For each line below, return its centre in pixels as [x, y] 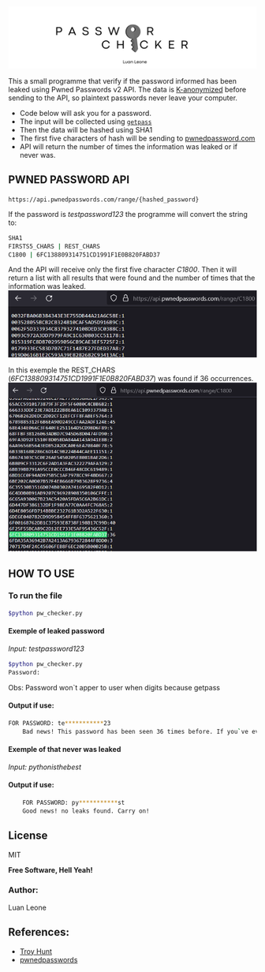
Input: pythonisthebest [45, 767]
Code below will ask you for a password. [86, 113]
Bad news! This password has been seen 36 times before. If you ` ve [135, 731]
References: [39, 932]
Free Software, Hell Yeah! [50, 869]
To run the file [35, 596]
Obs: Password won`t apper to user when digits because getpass [114, 687]
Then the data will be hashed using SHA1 [86, 130]
